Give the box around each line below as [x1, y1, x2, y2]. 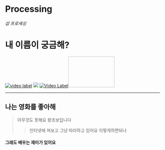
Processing [5, 3, 53, 15]
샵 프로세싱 [5, 20, 27, 26]
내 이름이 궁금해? [5, 39, 70, 51]
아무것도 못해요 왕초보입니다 [17, 117, 72, 123]
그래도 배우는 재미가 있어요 [5, 140, 56, 146]
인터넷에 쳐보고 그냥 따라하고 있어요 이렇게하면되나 [29, 127, 127, 133]
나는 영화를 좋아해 [5, 103, 56, 112]
